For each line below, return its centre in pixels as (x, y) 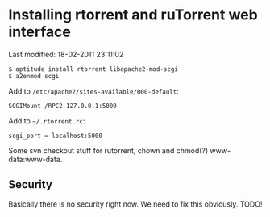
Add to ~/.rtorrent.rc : (47, 121)
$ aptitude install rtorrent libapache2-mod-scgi (93, 69)
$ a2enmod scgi (34, 76)
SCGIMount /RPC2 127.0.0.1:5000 (62, 106)
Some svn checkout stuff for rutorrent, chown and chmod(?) (108, 150)
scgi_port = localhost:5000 (56, 136)
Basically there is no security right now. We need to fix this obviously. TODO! (135, 204)
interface (39, 32)
